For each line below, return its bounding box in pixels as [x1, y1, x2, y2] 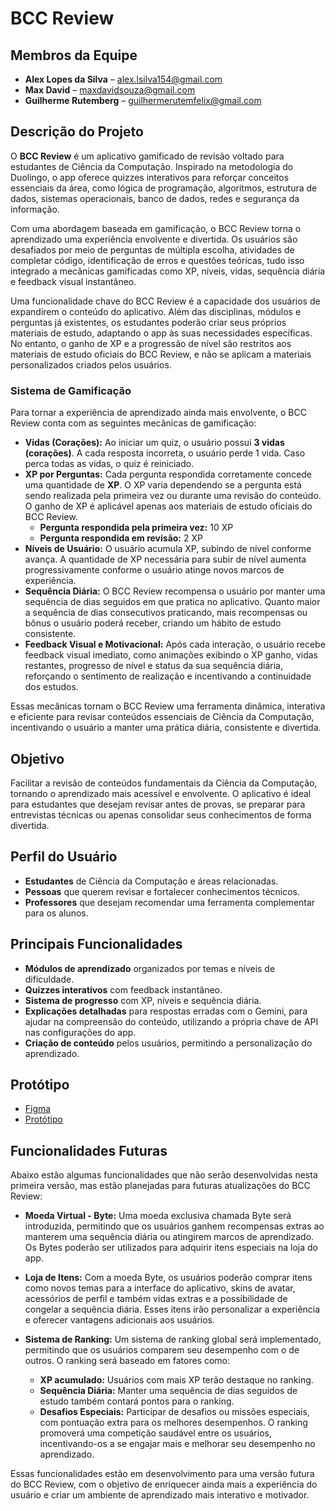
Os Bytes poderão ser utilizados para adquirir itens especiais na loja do [24, 1242, 319, 1254]
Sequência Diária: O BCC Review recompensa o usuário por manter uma [24, 585, 326, 597]
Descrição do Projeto [10, 123, 144, 141]
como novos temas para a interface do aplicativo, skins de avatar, [24, 1282, 296, 1294]
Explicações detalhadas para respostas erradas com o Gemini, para [24, 1005, 308, 1017]
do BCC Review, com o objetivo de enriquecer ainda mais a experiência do [10, 1478, 318, 1491]
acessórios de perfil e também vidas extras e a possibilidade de [24, 1293, 288, 1305]
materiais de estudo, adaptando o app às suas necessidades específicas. [10, 327, 313, 339]
